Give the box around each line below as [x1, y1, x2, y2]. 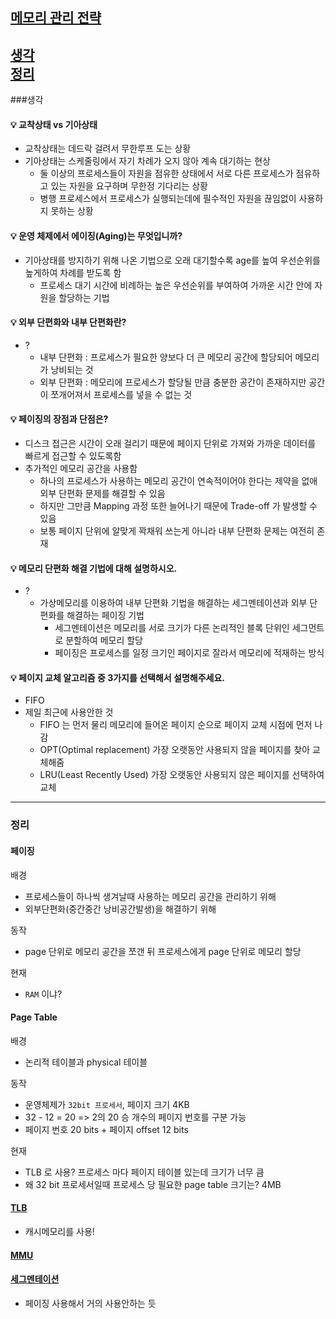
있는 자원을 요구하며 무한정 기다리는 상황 [50, 180, 208, 192]
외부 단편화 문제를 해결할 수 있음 [39, 488, 166, 500]
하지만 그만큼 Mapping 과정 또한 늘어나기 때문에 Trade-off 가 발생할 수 [39, 500, 318, 512]
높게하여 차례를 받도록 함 [24, 266, 122, 278]
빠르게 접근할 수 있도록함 [24, 450, 122, 462]
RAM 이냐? [24, 988, 63, 1000]
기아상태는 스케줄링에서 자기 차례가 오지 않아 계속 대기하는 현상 [24, 155, 271, 167]
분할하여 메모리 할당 [65, 634, 144, 647]
